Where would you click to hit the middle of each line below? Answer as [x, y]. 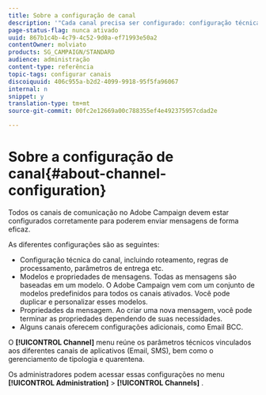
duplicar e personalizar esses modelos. [84, 302]
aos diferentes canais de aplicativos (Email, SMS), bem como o [111, 350]
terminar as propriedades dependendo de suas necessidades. [121, 318]
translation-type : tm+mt [49, 103]
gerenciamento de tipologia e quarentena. [76, 359]
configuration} [57, 191]
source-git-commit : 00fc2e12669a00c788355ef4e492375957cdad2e [113, 111]
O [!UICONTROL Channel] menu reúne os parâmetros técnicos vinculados [130, 342]
